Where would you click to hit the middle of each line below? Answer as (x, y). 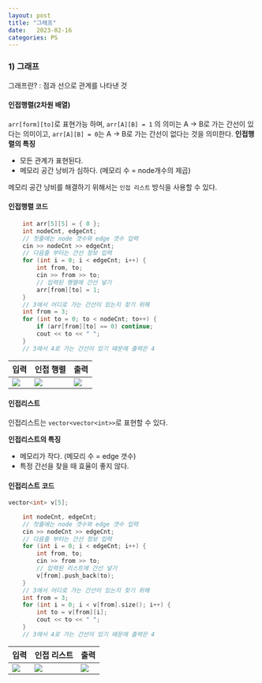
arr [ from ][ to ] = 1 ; (69, 290)
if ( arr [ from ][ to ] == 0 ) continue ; (95, 327)
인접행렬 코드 (28, 207)
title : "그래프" (32, 23)
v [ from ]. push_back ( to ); (75, 576)
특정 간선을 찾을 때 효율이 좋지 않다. (74, 466)
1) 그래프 (24, 66)
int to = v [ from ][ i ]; (72, 613)
